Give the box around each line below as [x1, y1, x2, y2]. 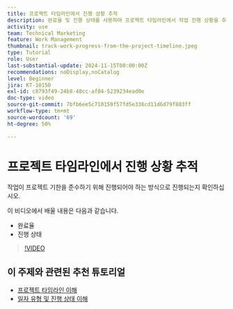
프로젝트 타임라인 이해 [17, 286, 78, 294]
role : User [7, 56, 39, 63]
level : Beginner [7, 75, 54, 82]
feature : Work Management [7, 36, 82, 43]
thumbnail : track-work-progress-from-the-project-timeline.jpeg [7, 43, 198, 50]
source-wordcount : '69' [7, 114, 77, 121]
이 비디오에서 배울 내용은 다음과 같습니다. [7, 206, 119, 215]
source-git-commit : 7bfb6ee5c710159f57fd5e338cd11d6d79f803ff [7, 101, 191, 108]
